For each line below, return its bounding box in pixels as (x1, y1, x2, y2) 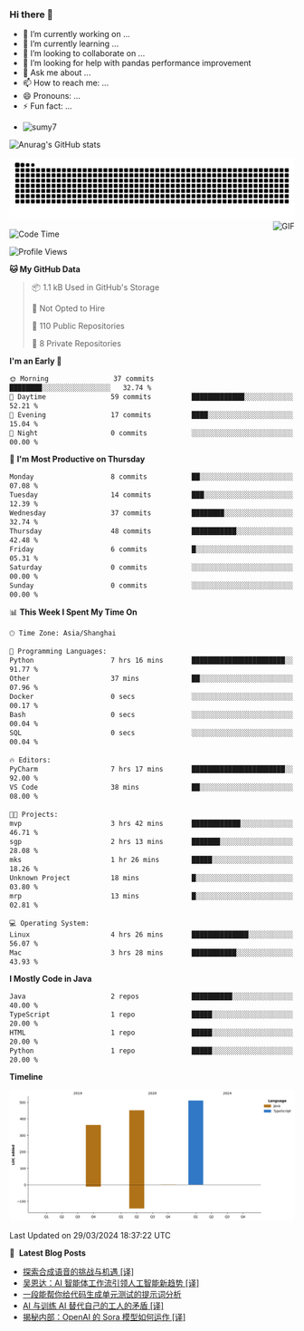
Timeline (9, 1072, 43, 1083)
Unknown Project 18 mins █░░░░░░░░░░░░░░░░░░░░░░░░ (9, 874, 294, 883)
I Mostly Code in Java (9, 974, 92, 985)
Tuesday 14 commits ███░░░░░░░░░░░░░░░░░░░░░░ (9, 491, 294, 500)
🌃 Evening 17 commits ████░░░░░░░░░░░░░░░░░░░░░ (9, 411, 294, 420)
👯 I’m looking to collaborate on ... (22, 48, 146, 59)
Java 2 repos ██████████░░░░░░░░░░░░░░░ (9, 992, 294, 1001)
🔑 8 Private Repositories (31, 338, 122, 349)
